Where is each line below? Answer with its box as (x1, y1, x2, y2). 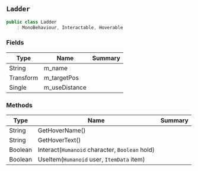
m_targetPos (43, 74, 79, 82)
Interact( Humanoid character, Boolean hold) (37, 145, 155, 154)
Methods (6, 101, 33, 109)
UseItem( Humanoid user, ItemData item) (37, 156, 145, 164)
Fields (6, 39, 24, 47)
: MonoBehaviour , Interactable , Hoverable (17, 24, 123, 30)
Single (9, 83, 27, 91)
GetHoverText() (37, 136, 81, 144)
